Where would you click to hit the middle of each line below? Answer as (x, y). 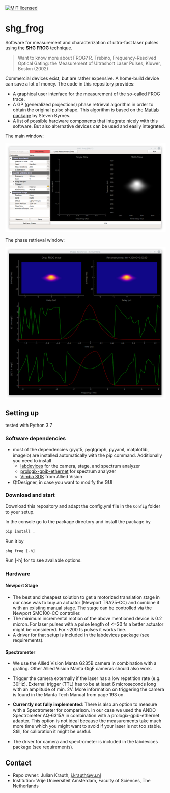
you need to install (32, 460)
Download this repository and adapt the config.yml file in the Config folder (83, 506)
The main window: (25, 136)
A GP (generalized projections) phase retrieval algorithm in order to (83, 104)
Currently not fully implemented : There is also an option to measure (85, 704)
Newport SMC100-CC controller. (47, 613)
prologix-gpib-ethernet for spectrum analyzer (68, 471)
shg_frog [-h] (20, 551)
